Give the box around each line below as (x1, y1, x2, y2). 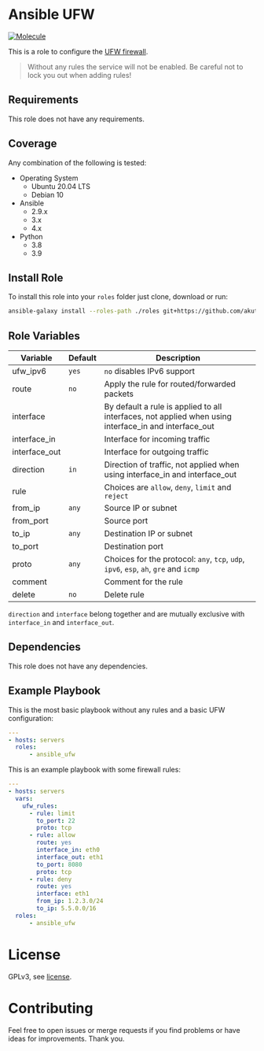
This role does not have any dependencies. (8, 661, 148, 671)
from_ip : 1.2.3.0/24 (36, 897, 104, 905)
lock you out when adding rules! (27, 70, 132, 80)
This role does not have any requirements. (8, 114, 145, 124)
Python (19, 231, 43, 241)
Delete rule (104, 589, 145, 600)
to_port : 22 (36, 816, 76, 824)
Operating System (19, 173, 79, 183)
